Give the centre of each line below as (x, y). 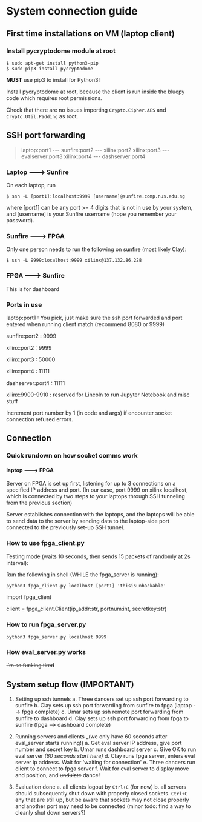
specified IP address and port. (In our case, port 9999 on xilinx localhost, (97, 490)
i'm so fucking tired (30, 666)
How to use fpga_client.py (45, 543)
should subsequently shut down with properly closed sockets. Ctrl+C (101, 794)
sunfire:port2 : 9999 (31, 336)
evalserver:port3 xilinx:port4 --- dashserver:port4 (83, 156)
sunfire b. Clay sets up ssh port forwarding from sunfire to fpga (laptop (103, 706)
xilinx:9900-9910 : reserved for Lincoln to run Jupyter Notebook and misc (98, 395)
